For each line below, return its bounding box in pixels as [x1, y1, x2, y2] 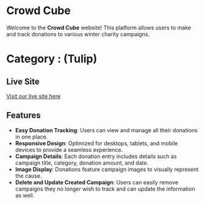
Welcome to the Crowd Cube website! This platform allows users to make [6, 24, 191, 31]
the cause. [15, 172, 42, 179]
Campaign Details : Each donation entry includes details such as [15, 153, 177, 160]
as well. [15, 191, 35, 199]
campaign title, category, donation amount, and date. [15, 159, 149, 166]
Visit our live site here [6, 93, 61, 100]
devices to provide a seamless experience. [15, 146, 123, 153]
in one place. [15, 133, 48, 140]
